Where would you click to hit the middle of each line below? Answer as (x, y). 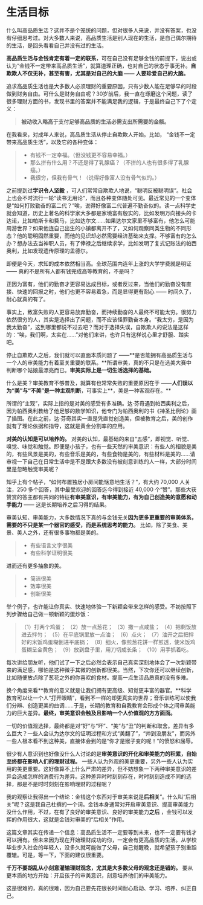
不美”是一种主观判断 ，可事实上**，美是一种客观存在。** (101, 390)
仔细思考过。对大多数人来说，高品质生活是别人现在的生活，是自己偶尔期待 (104, 37)
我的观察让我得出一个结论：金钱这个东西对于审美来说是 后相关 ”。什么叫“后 (99, 797)
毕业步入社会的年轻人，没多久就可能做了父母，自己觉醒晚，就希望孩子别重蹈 (101, 847)
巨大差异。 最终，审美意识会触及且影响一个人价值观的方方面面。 (96, 713)
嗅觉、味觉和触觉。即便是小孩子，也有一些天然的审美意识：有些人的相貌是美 (101, 446)
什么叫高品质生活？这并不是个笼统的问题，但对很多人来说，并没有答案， (96, 30)
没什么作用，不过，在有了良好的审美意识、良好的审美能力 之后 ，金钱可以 (97, 812)
